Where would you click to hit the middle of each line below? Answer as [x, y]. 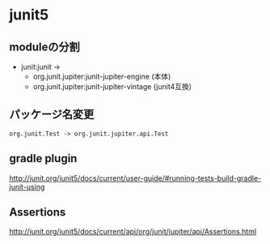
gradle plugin [43, 158]
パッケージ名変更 [52, 115]
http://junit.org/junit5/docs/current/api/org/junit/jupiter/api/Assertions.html [133, 232]
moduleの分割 [44, 47]
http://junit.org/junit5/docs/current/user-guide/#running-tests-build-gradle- [135, 178]
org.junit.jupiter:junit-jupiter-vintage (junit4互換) [112, 86]
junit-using [27, 186]
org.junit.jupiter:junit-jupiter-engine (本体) [102, 76]
